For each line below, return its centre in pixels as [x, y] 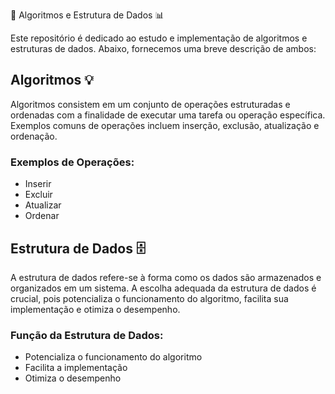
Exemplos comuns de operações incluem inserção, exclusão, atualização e [165, 125]
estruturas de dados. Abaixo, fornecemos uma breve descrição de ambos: [163, 48]
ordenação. [34, 136]
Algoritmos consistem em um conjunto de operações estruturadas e [150, 104]
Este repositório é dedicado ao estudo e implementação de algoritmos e [159, 38]
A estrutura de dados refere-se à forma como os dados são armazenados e [166, 277]
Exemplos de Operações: [72, 162]
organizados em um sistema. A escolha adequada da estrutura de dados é [163, 288]
